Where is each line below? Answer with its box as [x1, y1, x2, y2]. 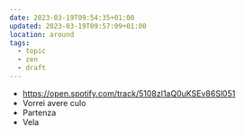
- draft [17, 64, 47, 73]
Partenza [22, 107, 57, 118]
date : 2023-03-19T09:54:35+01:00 [9, 13, 135, 22]
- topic [17, 47, 47, 56]
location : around [9, 30, 75, 39]
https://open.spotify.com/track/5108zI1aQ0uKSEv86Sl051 [22, 87, 236, 99]
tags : [9, 38, 30, 48]
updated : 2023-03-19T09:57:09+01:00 [9, 22, 147, 31]
